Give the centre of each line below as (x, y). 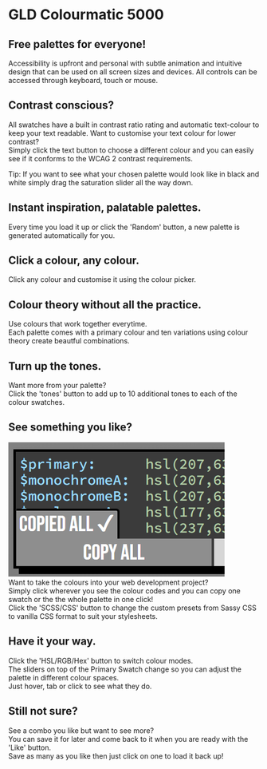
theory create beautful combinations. (69, 341)
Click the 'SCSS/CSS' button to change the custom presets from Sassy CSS (132, 608)
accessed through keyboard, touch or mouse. (83, 80)
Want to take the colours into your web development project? (108, 582)
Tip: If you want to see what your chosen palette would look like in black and (134, 174)
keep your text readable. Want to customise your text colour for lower (122, 133)
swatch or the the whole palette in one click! (81, 599)
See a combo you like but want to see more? (81, 730)
